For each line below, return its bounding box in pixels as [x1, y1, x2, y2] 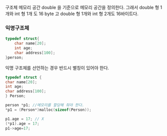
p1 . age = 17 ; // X [5, 116, 44, 121]
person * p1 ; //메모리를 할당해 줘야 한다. [5, 103, 85, 108]
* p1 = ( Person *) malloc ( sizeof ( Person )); [5, 107, 92, 112]
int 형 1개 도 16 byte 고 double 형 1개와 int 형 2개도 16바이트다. [14, 11, 139, 17]
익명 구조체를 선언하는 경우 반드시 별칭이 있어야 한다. [5, 64, 109, 71]
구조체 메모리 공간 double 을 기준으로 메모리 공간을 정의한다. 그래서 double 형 [5, 5, 159, 10]
